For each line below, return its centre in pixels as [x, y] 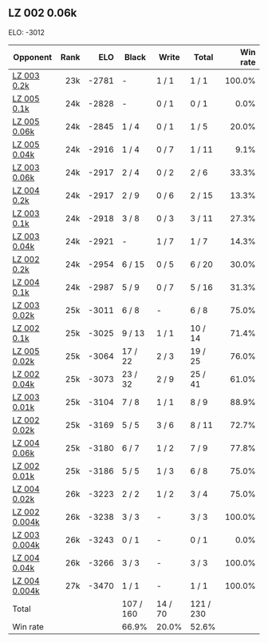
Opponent [33, 57]
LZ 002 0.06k [43, 13]
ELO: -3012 [27, 32]
